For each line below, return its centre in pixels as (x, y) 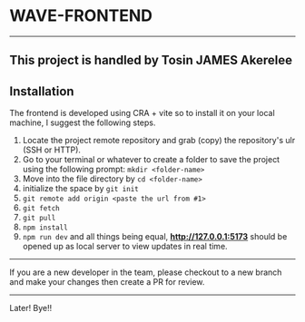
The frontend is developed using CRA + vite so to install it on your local (142, 113)
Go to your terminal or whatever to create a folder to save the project (151, 160)
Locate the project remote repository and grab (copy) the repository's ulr (159, 141)
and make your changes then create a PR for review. (107, 282)
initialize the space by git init (80, 189)
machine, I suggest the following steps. (83, 122)
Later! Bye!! (31, 308)
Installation (42, 91)
